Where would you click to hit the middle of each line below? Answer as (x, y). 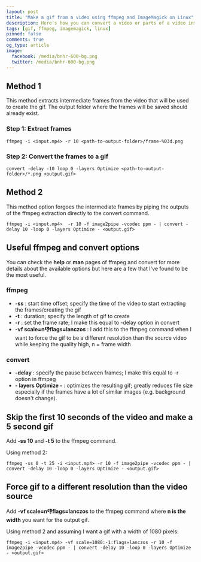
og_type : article (28, 46)
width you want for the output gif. (48, 519)
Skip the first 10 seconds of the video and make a (100, 417)
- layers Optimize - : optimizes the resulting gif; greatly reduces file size (104, 386)
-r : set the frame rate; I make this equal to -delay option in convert (97, 322)
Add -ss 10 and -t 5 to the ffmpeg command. (61, 440)
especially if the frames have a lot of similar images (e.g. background (100, 392)
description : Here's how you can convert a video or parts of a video (96, 23)
